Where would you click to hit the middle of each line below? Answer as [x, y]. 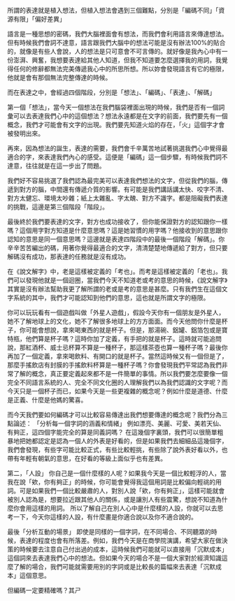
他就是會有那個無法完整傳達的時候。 [59, 78]
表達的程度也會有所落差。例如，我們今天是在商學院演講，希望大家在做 [120, 541]
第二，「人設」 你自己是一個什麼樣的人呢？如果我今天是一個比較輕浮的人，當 [117, 473]
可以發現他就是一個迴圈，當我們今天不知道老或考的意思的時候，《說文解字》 [120, 280]
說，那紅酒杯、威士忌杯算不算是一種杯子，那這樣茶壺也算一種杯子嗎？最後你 [117, 347]
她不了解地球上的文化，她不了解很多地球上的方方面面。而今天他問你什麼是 [114, 321]
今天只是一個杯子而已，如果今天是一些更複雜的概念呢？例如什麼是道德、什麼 [117, 391]
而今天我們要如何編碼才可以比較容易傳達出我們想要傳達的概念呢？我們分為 [114, 415]
